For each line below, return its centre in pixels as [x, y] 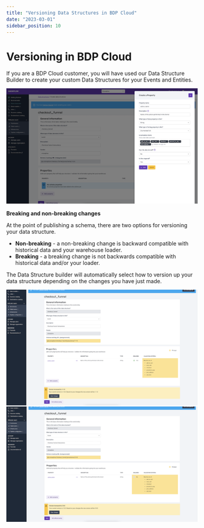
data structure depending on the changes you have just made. [84, 281]
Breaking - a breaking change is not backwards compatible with [95, 256]
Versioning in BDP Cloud [69, 56]
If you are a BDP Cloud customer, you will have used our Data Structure [96, 74]
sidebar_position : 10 [34, 26]
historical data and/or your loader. [57, 263]
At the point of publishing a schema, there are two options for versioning [97, 225]
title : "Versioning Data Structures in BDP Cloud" [72, 13]
